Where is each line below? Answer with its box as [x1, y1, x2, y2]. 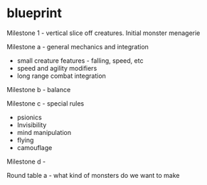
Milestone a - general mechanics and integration [6, 42, 149, 51]
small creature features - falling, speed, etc [16, 56, 144, 65]
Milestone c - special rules [6, 99, 85, 108]
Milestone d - [6, 157, 46, 166]
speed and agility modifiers [16, 64, 97, 72]
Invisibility [16, 120, 47, 129]
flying [16, 136, 34, 144]
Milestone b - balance [6, 85, 71, 94]
